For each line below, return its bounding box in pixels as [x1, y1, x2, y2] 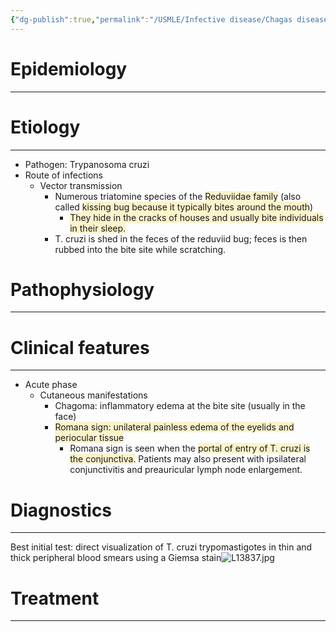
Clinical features [10, 336, 150, 359]
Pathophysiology [10, 278, 155, 301]
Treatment [10, 587, 100, 610]
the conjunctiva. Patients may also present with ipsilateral [69, 453, 307, 465]
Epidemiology [10, 57, 128, 80]
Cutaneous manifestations [39, 389, 148, 401]
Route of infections [24, 169, 103, 181]
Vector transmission [39, 179, 123, 191]
